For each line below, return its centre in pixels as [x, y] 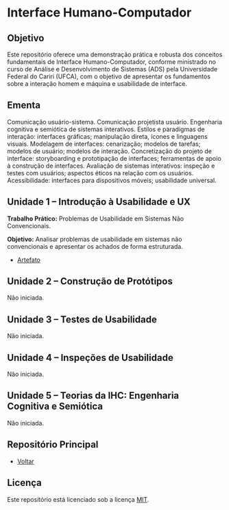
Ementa [24, 106]
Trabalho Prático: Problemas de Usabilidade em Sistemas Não [95, 219]
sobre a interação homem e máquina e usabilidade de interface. [97, 84]
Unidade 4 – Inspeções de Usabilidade [90, 358]
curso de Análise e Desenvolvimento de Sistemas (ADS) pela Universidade [112, 69]
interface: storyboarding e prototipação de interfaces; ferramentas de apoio [114, 158]
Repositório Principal [53, 445]
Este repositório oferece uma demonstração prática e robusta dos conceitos [115, 54]
